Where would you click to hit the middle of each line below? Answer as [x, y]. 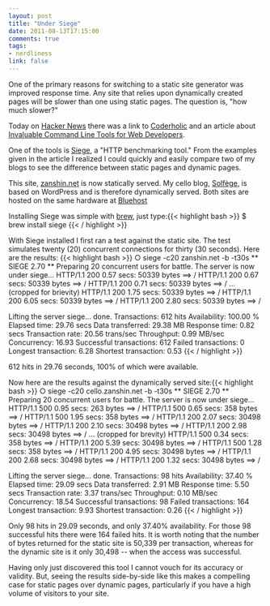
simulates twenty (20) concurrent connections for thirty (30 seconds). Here [134, 249]
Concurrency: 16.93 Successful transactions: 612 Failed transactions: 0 [127, 342]
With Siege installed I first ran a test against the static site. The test [120, 240]
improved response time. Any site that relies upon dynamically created [126, 92]
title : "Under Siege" [45, 24]
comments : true [34, 39]
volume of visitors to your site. [59, 593]
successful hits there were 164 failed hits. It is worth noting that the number [134, 534]
